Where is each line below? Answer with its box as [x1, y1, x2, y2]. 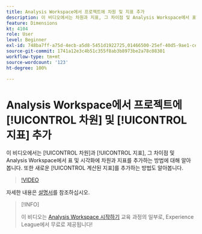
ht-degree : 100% [6, 65, 47, 71]
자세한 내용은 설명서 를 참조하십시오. [6, 189, 90, 196]
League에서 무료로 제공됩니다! [20, 221, 93, 228]
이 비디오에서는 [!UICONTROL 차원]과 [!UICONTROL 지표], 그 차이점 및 [6, 149, 175, 157]
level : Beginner [6, 37, 47, 43]
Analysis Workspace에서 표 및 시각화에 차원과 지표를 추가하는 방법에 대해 [6, 157, 180, 164]
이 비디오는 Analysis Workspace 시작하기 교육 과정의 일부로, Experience [20, 213, 194, 221]
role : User [6, 31, 34, 37]
